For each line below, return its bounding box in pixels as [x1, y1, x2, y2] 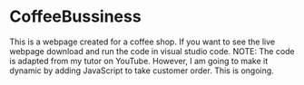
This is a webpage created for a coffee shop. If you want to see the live [9, 36, 276, 47]
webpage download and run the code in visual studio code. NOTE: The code [9, 45, 295, 56]
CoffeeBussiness [9, 6, 142, 27]
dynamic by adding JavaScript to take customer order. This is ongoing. [9, 65, 274, 76]
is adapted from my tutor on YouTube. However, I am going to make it [9, 55, 269, 66]
